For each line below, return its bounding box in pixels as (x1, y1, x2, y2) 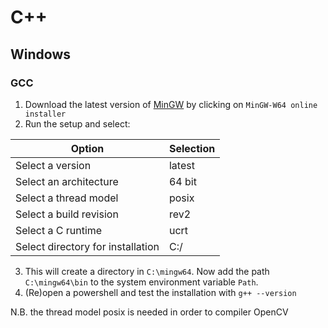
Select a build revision (15, 207, 119, 221)
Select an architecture (15, 174, 119, 188)
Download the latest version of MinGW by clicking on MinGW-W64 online (24, 98, 318, 110)
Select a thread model (15, 191, 119, 205)
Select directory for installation (15, 239, 160, 253)
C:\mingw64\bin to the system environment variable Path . (24, 276, 259, 288)
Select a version (15, 158, 92, 172)
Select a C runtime (15, 223, 103, 237)
